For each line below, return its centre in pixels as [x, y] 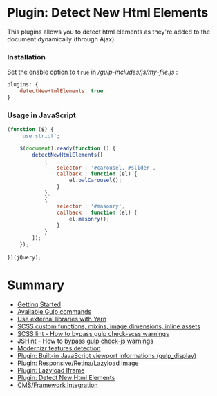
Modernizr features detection [59, 348]
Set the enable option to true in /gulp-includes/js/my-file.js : [93, 72]
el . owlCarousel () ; [95, 181]
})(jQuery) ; [24, 257]
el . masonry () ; [89, 219]
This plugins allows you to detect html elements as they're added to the [109, 32]
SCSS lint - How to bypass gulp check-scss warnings [93, 333]
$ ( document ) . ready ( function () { [68, 148]
